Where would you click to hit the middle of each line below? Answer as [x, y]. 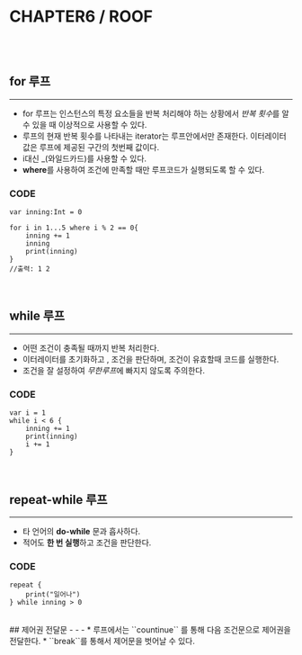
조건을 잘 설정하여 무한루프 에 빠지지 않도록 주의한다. [113, 370]
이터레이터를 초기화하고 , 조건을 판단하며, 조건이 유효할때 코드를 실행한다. [151, 359]
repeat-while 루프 [58, 500]
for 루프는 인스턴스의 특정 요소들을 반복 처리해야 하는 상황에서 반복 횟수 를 [151, 113]
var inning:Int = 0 [46, 212]
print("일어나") [53, 595]
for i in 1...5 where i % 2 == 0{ [74, 228]
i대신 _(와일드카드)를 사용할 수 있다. [84, 158]
